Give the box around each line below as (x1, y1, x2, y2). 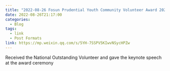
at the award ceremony (5, 59, 54, 66)
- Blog (10, 21, 24, 27)
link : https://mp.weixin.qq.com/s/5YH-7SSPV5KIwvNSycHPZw (5, 41, 130, 46)
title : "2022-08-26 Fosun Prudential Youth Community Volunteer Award (5, 7, 157, 13)
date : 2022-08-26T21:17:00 (5, 12, 62, 17)
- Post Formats (10, 36, 42, 41)
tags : (5, 26, 17, 31)
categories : (5, 17, 30, 22)
